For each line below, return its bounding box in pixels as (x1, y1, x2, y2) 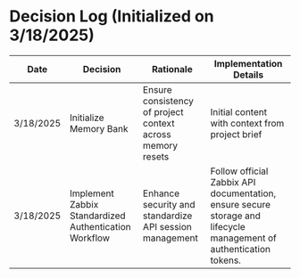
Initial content (210, 105, 268, 118)
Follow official (210, 165, 269, 177)
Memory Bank (70, 122, 129, 135)
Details (233, 69, 264, 81)
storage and (210, 209, 262, 222)
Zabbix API (210, 176, 256, 188)
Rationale (151, 62, 194, 75)
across (142, 127, 171, 140)
